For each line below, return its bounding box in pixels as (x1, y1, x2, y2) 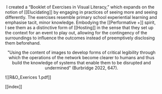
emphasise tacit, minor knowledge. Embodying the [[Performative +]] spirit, (5, 19, 156, 25)
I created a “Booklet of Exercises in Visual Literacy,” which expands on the (6, 4, 155, 10)
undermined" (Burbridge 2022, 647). (45, 65, 118, 71)
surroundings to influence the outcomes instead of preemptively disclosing (5, 35, 155, 41)
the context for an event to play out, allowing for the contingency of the (5, 30, 147, 35)
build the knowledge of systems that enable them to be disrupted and (12, 60, 151, 65)
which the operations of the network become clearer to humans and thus (8, 55, 155, 60)
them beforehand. (5, 40, 41, 46)
